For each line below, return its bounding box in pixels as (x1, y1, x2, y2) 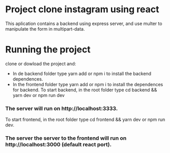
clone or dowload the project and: (5, 60, 76, 67)
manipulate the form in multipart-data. (5, 25, 85, 32)
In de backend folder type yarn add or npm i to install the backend (12, 70, 152, 76)
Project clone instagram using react (5, 4, 159, 15)
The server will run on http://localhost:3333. (5, 105, 118, 112)
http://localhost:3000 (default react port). (5, 141, 112, 148)
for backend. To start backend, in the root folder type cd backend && (12, 87, 157, 93)
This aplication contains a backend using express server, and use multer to (5, 20, 162, 27)
